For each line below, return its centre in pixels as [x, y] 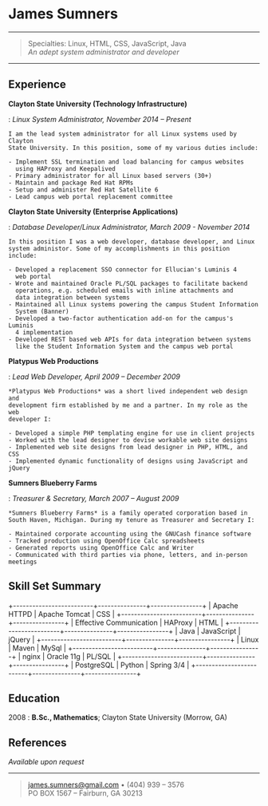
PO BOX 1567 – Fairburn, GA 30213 [85, 793]
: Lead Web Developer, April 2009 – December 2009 [95, 377]
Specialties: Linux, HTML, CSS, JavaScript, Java [107, 43]
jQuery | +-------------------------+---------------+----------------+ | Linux [134, 639]
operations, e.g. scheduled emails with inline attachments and [124, 290]
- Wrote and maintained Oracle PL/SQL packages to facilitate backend [128, 283]
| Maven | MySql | [37, 648]
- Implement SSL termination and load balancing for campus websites [126, 162]
